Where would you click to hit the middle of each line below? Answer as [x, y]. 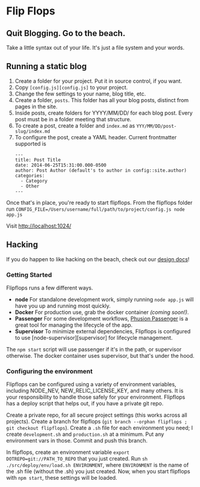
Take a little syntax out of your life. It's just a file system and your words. [95, 47]
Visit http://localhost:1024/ [39, 226]
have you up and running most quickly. [63, 306]
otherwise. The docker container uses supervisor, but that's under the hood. [100, 355]
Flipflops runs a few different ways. [50, 288]
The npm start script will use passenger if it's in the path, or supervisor [94, 349]
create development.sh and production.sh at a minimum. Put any [85, 434]
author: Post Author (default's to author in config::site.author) [101, 170]
